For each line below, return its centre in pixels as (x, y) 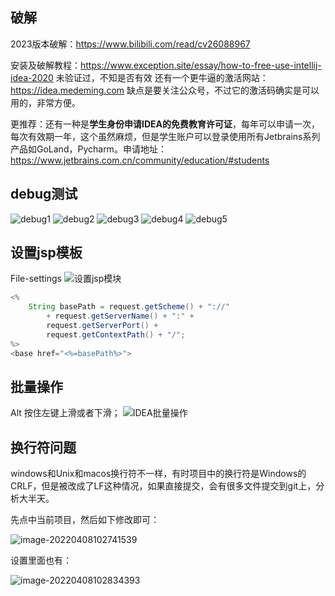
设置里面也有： (41, 560)
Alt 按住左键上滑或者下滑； (65, 413)
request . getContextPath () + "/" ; (116, 334)
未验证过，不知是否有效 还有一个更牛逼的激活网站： (162, 77)
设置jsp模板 (46, 253)
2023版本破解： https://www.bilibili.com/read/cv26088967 (130, 44)
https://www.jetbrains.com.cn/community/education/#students (140, 160)
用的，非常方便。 (45, 102)
